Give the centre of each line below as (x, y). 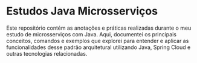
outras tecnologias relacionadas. (47, 53)
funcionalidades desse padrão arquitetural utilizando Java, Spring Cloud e (98, 47)
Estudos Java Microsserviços (82, 11)
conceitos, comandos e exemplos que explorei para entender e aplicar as (98, 41)
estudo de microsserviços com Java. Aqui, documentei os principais (92, 34)
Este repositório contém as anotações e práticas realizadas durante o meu (99, 28)
